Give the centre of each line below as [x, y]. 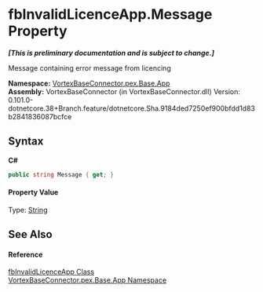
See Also [30, 234]
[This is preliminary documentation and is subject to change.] [111, 53]
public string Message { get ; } [61, 174]
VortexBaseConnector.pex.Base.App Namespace [88, 280]
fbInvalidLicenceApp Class [51, 272]
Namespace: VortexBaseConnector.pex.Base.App [89, 83]
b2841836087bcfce [40, 116]
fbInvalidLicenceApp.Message [110, 15]
